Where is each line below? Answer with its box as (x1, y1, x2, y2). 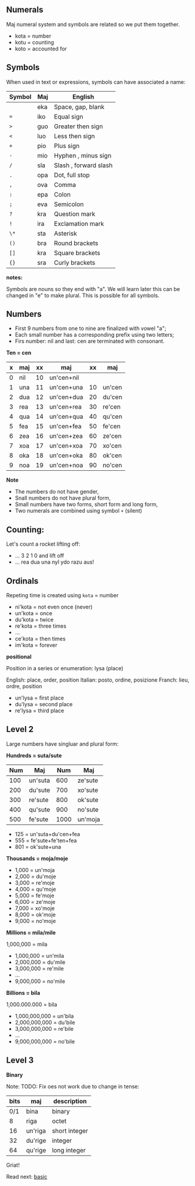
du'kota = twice (14, 616, 54, 624)
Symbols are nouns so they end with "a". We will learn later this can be (6, 285, 181, 292)
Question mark (53, 210, 96, 218)
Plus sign (53, 141, 80, 150)
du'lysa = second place (14, 701, 73, 708)
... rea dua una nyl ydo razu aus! (14, 558, 95, 565)
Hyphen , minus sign (53, 151, 112, 159)
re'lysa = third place (14, 707, 65, 715)
